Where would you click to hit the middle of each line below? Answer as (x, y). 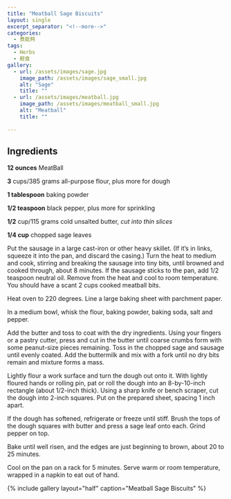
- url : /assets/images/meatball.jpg (66, 98)
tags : (15, 46)
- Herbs (25, 53)
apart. (16, 405)
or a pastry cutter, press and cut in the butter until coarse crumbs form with (115, 340)
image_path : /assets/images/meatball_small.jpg (89, 104)
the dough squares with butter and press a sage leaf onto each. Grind (106, 426)
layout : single (29, 20)
